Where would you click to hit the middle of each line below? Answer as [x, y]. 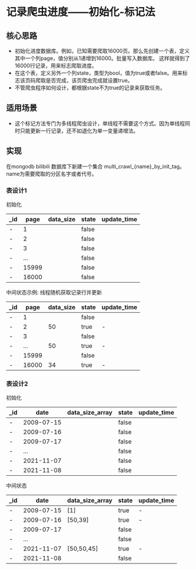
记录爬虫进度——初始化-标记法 [81, 12]
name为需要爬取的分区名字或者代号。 [52, 174]
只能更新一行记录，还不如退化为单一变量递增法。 [79, 131]
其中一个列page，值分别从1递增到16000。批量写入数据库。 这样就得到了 [102, 58]
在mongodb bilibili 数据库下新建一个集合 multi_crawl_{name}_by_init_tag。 [96, 166]
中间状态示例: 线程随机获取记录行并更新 [54, 292]
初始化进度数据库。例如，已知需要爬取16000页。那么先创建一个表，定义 [102, 51]
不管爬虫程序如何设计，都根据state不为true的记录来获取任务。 [90, 88]
